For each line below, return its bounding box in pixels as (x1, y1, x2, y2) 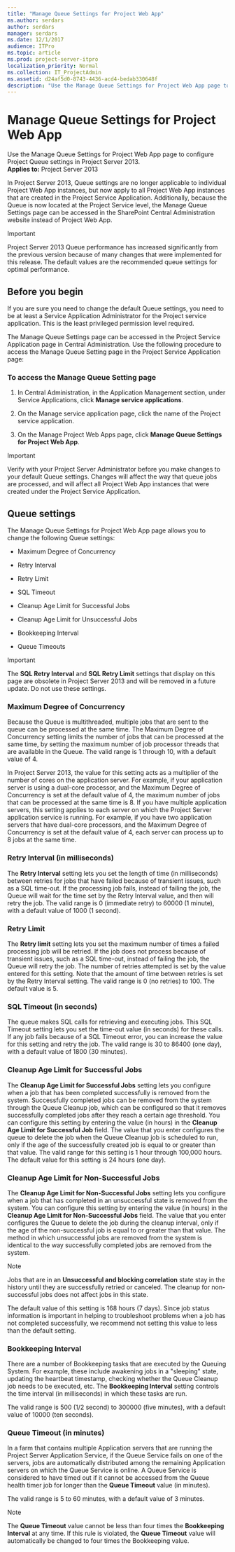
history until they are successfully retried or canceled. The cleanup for (7, 1283, 211, 1291)
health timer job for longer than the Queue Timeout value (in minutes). (7, 1481, 211, 1490)
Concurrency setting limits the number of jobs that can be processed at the (7, 733, 224, 741)
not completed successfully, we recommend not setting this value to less (7, 1319, 218, 1327)
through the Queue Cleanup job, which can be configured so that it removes (7, 1103, 227, 1111)
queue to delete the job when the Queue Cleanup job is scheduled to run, (7, 1133, 219, 1141)
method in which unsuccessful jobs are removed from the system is (7, 1233, 203, 1242)
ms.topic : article (7, 50, 61, 57)
